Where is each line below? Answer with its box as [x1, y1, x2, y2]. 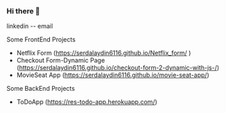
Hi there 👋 [6, 6, 41, 16]
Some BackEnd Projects [6, 85, 76, 93]
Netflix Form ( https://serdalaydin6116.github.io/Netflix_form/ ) [16, 49, 191, 58]
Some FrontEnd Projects [6, 35, 76, 44]
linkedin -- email [6, 22, 53, 31]
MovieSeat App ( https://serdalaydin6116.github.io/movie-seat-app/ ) [16, 71, 209, 79]
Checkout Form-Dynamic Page [16, 56, 105, 64]
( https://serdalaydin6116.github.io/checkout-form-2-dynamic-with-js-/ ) [16, 64, 220, 72]
